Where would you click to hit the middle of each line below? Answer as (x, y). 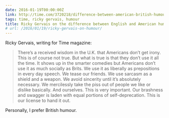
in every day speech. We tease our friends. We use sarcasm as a (85, 74)
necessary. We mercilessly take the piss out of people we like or (84, 85)
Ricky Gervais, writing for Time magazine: (49, 43)
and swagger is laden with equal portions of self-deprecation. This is (89, 95)
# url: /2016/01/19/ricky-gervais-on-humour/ (54, 29)
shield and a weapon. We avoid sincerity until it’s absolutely (79, 79)
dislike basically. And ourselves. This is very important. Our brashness (90, 90)
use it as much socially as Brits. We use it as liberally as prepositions (89, 69)
